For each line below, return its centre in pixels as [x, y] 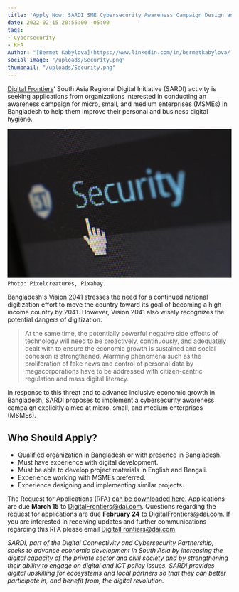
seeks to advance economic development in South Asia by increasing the [115, 551]
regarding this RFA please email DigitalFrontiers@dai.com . [92, 529]
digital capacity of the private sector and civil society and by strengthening [118, 558]
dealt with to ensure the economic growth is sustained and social [120, 349]
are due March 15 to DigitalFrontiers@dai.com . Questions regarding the [112, 507]
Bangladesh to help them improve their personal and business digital [108, 111]
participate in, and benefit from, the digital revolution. [86, 581]
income [18, 312]
